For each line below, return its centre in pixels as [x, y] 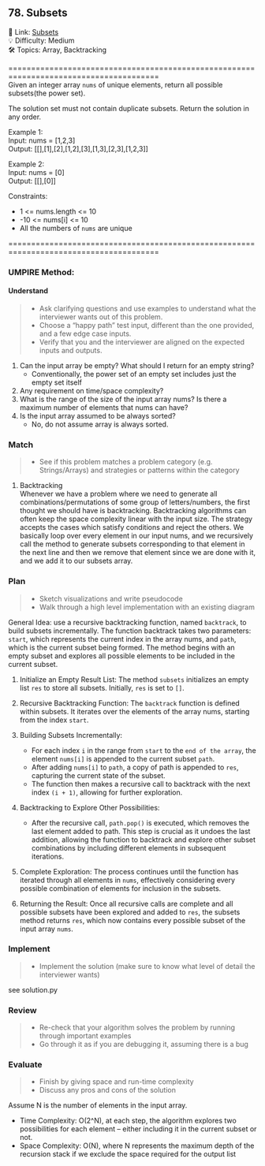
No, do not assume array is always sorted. [100, 424]
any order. [25, 117]
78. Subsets [38, 13]
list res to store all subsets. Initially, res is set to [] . [102, 687]
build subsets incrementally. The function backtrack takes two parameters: [130, 631]
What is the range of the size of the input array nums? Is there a [123, 399]
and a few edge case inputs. [85, 333]
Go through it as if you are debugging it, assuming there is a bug [144, 1045]
